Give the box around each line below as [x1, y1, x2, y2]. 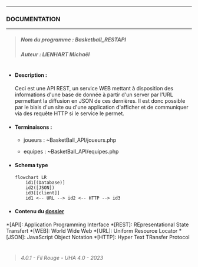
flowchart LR [14, 175, 47, 181]
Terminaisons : [14, 123, 52, 131]
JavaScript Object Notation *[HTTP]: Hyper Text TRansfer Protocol [27, 233, 190, 240]
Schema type [14, 161, 48, 168]
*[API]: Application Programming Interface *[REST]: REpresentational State [6, 221, 189, 228]
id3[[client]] [25, 190, 60, 196]
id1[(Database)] [25, 180, 65, 186]
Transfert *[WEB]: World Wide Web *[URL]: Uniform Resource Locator [6, 227, 178, 234]
